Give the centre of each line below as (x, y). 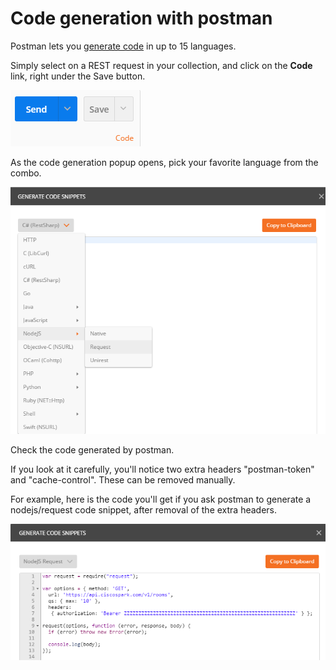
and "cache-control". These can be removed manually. (123, 480)
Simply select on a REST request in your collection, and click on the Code (161, 65)
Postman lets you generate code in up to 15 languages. (123, 46)
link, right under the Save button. (78, 76)
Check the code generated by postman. (92, 450)
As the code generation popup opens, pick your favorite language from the (164, 162)
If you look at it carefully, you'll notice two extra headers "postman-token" (162, 469)
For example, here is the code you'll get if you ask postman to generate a (161, 499)
